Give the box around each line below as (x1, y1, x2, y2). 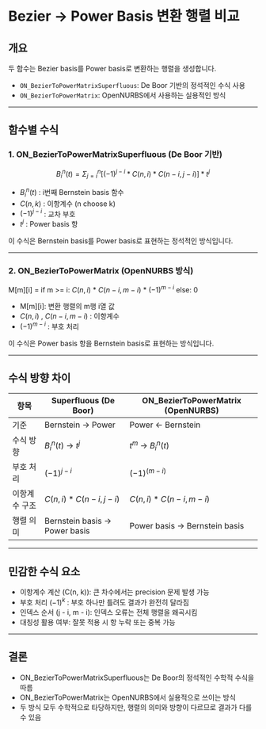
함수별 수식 (8, 124, 59, 137)
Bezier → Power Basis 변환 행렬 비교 (8, 7, 240, 25)
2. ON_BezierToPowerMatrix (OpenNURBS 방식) (8, 265, 194, 276)
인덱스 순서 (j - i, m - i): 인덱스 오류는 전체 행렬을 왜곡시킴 (19, 607, 198, 616)
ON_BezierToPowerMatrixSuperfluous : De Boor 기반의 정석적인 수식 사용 (19, 81, 245, 90)
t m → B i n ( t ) (129, 439, 170, 452)
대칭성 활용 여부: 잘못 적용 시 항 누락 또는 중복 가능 (19, 617, 176, 627)
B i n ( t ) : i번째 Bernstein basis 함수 (19, 186, 124, 199)
